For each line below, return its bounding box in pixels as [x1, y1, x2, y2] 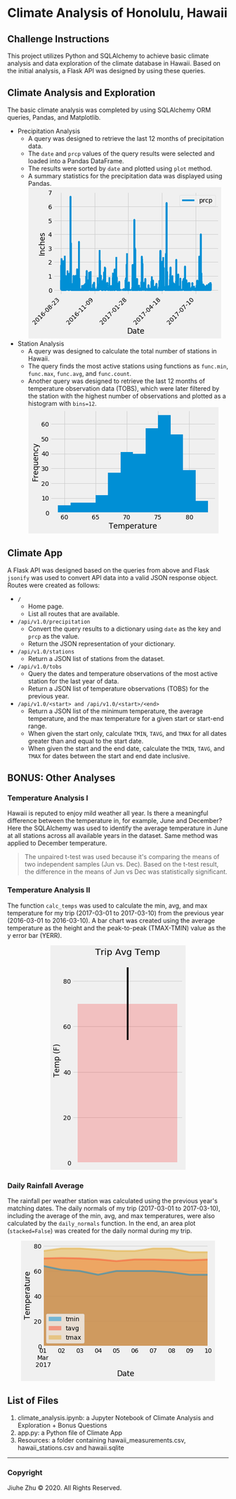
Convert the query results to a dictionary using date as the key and [27, 625, 221, 633]
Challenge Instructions [7, 33, 110, 45]
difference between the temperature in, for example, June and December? [7, 817, 223, 825]
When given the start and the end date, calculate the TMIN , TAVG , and [27, 744, 225, 753]
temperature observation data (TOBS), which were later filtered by [27, 384, 220, 392]
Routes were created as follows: [7, 581, 100, 589]
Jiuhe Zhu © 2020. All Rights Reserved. [7, 1484, 122, 1492]
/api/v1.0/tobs [17, 663, 63, 670]
